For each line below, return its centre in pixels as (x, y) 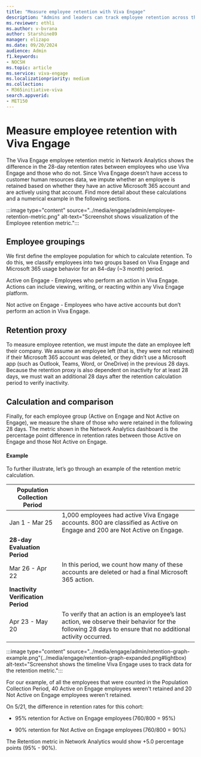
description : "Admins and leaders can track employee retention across (97, 17)
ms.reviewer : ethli (31, 23)
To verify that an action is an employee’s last (124, 614)
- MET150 (17, 101)
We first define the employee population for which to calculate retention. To (99, 256)
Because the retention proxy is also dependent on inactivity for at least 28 (97, 370)
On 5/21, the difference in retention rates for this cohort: (75, 707)
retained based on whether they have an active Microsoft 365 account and (98, 185)
